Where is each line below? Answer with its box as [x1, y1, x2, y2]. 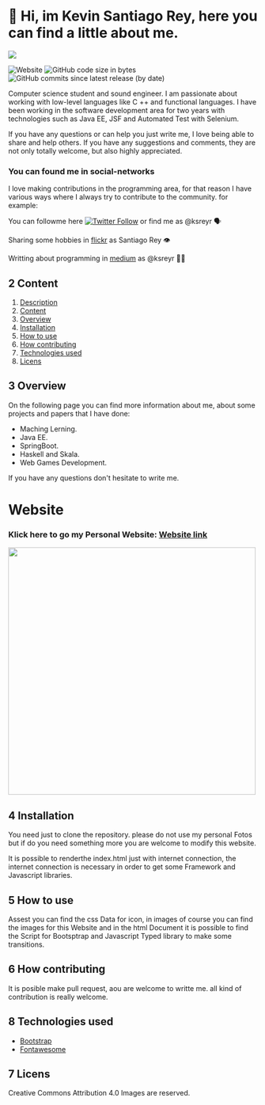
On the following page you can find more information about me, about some [8, 400, 256, 410]
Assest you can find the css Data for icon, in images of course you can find [8, 914, 253, 924]
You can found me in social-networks [8, 165, 155, 177]
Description [19, 298, 58, 307]
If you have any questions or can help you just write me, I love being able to [8, 129, 255, 139]
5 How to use [8, 894, 74, 907]
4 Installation [8, 809, 74, 822]
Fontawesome [19, 1044, 66, 1054]
